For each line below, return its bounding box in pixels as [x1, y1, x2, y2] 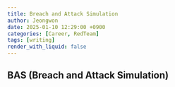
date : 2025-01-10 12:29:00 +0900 [7, 23, 106, 30]
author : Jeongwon [7, 17, 59, 24]
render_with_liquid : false [7, 43, 87, 50]
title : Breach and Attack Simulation [7, 10, 119, 18]
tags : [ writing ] [7, 37, 55, 44]
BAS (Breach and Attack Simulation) [7, 69, 169, 81]
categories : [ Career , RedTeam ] [7, 30, 99, 37]
